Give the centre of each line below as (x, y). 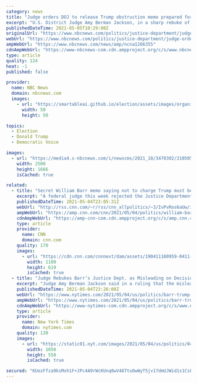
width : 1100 (42, 262)
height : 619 (42, 267)
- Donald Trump (30, 137)
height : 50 (35, 115)
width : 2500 (31, 164)
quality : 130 (33, 333)
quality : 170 (33, 245)
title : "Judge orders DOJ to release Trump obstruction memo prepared (94, 17)
